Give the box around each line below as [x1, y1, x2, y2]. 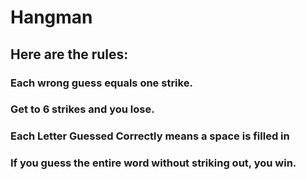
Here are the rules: [10, 46, 129, 63]
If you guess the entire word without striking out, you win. [10, 156, 297, 170]
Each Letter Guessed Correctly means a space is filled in [10, 129, 290, 143]
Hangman [10, 6, 93, 29]
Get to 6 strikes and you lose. [10, 102, 155, 116]
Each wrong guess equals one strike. [10, 76, 193, 90]
